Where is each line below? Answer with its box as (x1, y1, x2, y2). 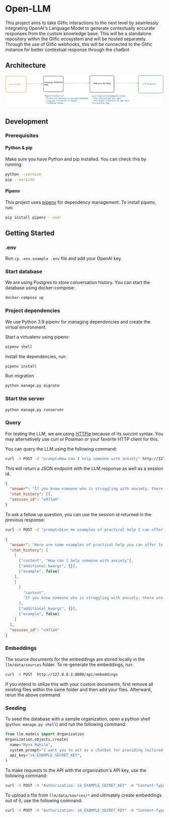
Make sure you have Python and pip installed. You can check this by (5, 156, 147, 162)
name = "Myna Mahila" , (10, 742, 53, 747)
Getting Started (5, 229, 55, 237)
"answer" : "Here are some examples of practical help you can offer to (10, 542, 163, 548)
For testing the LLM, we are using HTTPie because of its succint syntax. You (5, 430, 163, 437)
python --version (5, 172, 42, 177)
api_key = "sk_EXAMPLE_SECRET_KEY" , (10, 753, 82, 758)
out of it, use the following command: (5, 798, 82, 804)
